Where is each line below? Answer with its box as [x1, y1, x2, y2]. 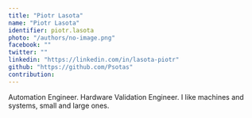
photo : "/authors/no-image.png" [8, 33, 115, 42]
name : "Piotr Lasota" [8, 19, 80, 27]
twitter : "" [8, 48, 48, 56]
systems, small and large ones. [8, 101, 110, 110]
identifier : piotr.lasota [8, 26, 94, 34]
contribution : [8, 70, 56, 78]
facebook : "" [8, 41, 52, 49]
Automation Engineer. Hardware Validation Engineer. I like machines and [8, 92, 244, 101]
